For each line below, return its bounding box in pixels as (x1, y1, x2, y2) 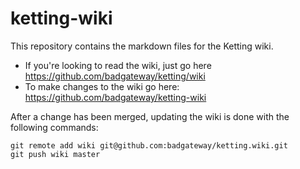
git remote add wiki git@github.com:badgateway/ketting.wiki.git (10, 140, 288, 151)
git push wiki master (10, 149, 101, 159)
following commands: (10, 121, 99, 133)
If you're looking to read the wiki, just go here (24, 59, 212, 71)
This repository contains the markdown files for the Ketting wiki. (10, 40, 274, 52)
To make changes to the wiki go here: (24, 80, 180, 92)
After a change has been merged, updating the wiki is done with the (10, 110, 290, 122)
